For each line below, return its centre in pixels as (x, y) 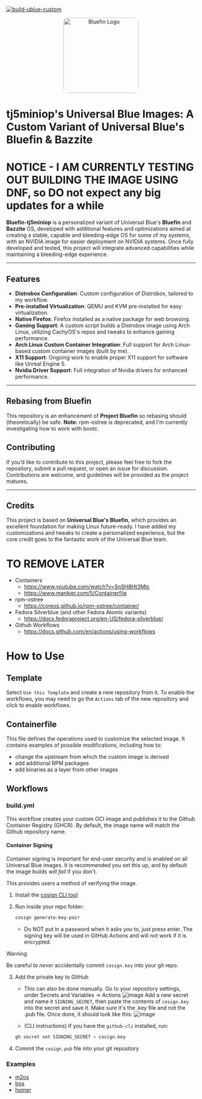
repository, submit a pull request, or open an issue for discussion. (87, 468)
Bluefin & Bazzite (50, 140)
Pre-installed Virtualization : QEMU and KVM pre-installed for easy (98, 306)
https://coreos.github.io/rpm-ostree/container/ (81, 606)
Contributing (31, 448)
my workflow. (32, 300)
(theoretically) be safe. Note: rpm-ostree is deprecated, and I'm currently (97, 422)
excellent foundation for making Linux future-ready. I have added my (91, 526)
